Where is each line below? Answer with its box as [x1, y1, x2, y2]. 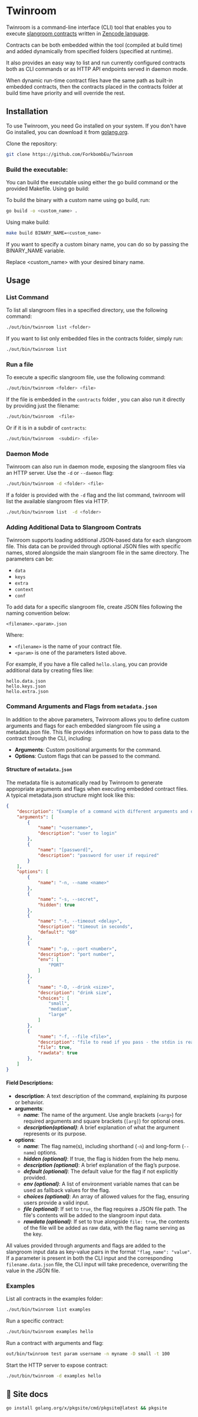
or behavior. [14, 1099, 44, 1106]
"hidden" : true [37, 902, 75, 908]
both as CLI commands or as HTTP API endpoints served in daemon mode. [6, 65, 189, 72]
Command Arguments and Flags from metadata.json [6, 702, 157, 711]
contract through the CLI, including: [6, 734, 93, 742]
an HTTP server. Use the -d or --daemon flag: [6, 470, 114, 477]
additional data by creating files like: [6, 667, 94, 674]
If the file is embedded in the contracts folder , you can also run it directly [6, 396, 186, 403]
